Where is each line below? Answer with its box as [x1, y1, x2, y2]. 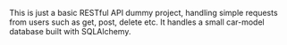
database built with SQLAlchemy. [9, 26, 131, 36]
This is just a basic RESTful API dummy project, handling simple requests [9, 8, 279, 18]
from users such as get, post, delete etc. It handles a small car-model [9, 17, 266, 27]
